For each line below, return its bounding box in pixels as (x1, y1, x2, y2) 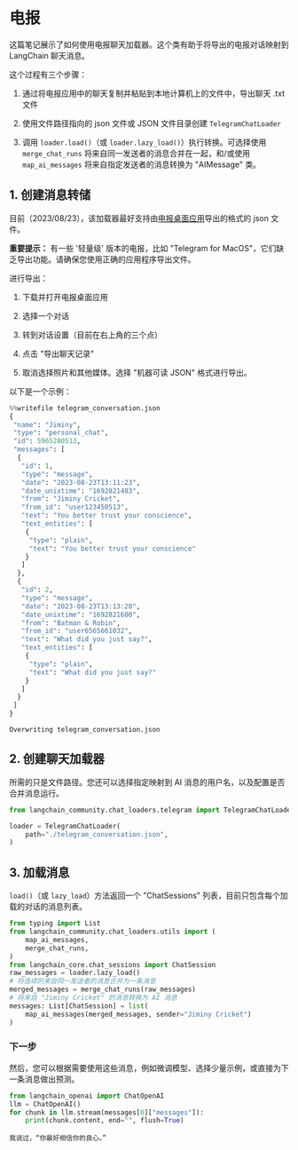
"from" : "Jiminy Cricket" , (20, 495, 122, 504)
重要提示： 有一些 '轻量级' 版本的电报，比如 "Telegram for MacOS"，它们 (9, 242, 277, 253)
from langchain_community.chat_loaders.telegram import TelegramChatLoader (9, 805, 295, 814)
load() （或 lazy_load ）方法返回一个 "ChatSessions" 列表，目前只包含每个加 (9, 890, 288, 901)
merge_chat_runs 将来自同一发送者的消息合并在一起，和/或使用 (21, 147, 251, 158)
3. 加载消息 (9, 865, 70, 880)
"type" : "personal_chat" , (12, 428, 109, 438)
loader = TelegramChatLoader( (9, 821, 122, 830)
